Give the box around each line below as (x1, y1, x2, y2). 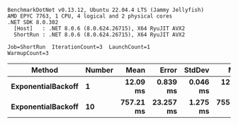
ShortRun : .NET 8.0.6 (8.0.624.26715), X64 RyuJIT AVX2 (13, 31, 186, 38)
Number (85, 65, 114, 75)
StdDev (183, 65, 210, 75)
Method (31, 65, 59, 75)
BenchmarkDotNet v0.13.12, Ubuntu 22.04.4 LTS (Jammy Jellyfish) (7, 6, 204, 13)
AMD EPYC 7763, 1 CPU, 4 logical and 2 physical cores (7, 13, 173, 20)
